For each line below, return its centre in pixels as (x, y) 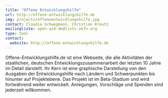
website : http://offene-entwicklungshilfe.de (59, 43)
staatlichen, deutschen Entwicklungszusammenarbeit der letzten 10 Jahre (83, 63)
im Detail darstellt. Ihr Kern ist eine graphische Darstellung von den (76, 68)
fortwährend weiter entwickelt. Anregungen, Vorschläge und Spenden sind (84, 84)
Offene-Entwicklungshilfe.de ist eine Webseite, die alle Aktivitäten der (79, 57)
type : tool (17, 34)
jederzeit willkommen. (28, 90)
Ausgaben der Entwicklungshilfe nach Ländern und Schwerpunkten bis (80, 74)
